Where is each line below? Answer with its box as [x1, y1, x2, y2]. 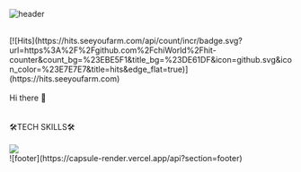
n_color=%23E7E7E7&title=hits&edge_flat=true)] [9, 64, 189, 74]
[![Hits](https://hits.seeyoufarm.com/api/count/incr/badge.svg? [9, 36, 243, 46]
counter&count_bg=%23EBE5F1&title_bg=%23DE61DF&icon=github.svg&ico [9, 55, 292, 64]
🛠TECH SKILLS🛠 [9, 122, 75, 132]
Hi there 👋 [9, 92, 47, 103]
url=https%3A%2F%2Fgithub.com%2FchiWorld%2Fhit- [9, 45, 217, 56]
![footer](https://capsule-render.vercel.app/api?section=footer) [9, 153, 243, 163]
